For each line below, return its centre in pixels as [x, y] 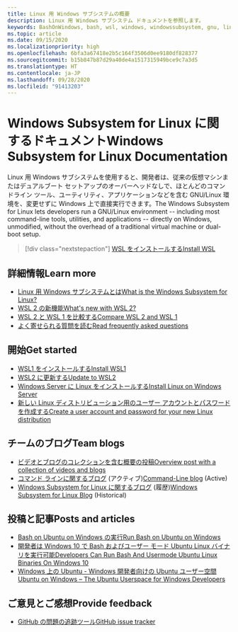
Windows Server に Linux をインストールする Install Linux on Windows [119, 386]
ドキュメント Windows [98, 141]
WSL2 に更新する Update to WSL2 [67, 377]
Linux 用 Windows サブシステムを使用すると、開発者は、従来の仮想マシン [115, 177]
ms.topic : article [34, 34]
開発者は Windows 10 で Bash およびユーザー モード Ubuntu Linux [114, 546]
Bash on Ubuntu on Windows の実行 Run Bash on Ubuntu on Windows [119, 537]
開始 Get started [42, 350]
